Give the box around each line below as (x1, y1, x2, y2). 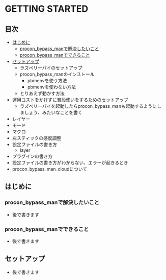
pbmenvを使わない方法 (27, 84, 76, 90)
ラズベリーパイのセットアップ (19, 65, 82, 71)
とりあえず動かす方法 (19, 90, 65, 96)
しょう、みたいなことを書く (24, 109, 82, 115)
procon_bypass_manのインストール (19, 71, 95, 77)
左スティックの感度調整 (12, 135, 62, 141)
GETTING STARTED (5, 3, 89, 15)
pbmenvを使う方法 (27, 78, 67, 83)
